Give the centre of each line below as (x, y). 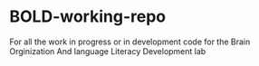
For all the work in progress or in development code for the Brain (130, 42)
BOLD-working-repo (87, 17)
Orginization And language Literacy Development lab (108, 51)
